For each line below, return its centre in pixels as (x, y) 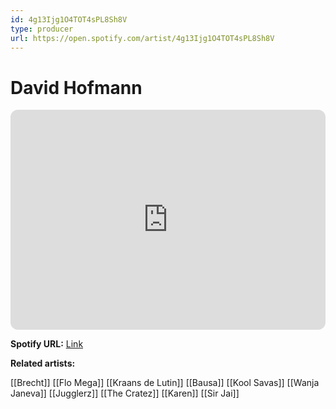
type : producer (42, 29)
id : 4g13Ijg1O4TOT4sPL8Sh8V (69, 19)
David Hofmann (76, 87)
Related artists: (43, 363)
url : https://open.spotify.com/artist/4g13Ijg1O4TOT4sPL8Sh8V (142, 38)
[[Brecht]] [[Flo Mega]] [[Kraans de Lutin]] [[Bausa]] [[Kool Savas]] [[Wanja (165, 383)
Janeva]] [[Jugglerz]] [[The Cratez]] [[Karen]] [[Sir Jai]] (125, 393)
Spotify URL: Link (47, 344)
